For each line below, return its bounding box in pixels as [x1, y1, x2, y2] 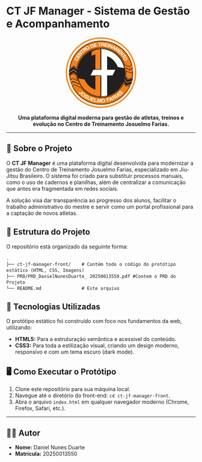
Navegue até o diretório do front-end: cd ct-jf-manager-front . [14, 392, 170, 399]
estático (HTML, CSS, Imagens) [6, 267, 85, 273]
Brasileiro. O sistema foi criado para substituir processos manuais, [19, 172, 184, 179]
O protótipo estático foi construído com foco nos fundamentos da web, [6, 318, 182, 325]
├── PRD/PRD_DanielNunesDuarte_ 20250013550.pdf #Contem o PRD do [6, 273, 176, 279]
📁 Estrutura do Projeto [6, 227, 90, 237]
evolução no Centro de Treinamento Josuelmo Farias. [32, 120, 170, 128]
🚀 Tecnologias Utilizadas [6, 301, 100, 312]
